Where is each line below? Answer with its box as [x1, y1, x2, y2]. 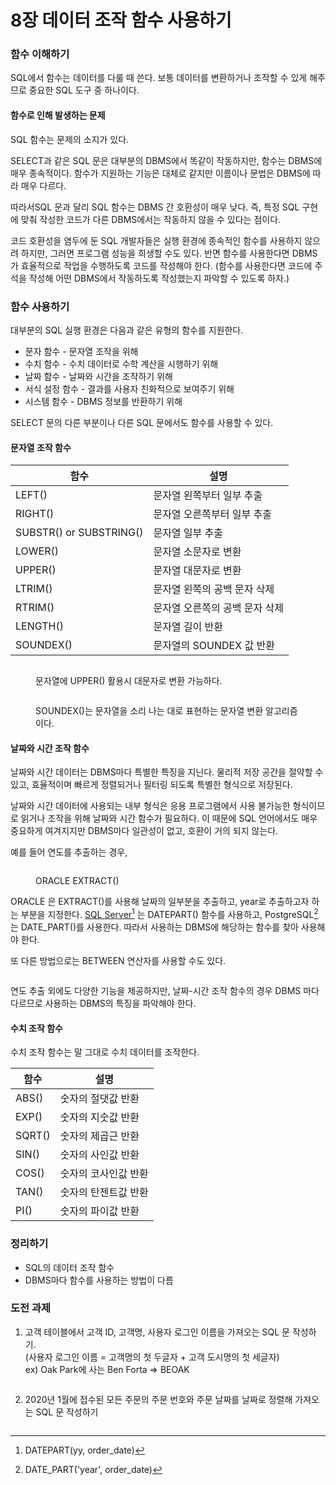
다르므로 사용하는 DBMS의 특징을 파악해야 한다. [10, 997, 197, 1010]
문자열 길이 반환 [153, 620, 224, 634]
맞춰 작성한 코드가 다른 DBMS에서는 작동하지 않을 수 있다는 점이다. [20, 213, 282, 225]
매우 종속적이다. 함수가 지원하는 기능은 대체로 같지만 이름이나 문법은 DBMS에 [10, 167, 311, 179]
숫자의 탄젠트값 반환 [59, 1186, 149, 1200]
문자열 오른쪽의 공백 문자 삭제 [153, 601, 284, 615]
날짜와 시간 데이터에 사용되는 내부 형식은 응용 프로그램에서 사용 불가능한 [10, 800, 291, 812]
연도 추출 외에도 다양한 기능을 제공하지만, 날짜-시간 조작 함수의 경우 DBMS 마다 [10, 985, 320, 997]
